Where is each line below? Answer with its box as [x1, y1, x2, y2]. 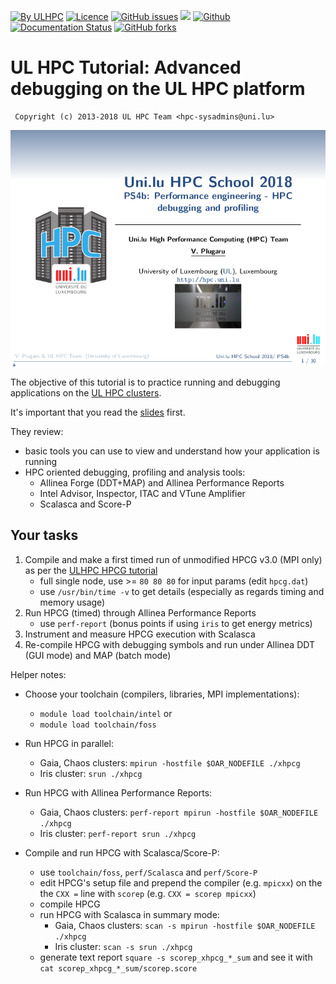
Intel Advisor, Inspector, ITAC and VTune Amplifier [39, 487, 246, 499]
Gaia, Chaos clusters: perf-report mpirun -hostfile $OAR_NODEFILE [39, 806, 319, 818]
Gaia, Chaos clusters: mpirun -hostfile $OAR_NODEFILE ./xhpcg [39, 756, 301, 769]
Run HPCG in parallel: [24, 737, 114, 749]
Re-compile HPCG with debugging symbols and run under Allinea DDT [24, 638, 315, 650]
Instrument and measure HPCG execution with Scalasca [24, 628, 256, 640]
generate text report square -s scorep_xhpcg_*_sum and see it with [39, 951, 313, 963]
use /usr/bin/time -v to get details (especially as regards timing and [39, 585, 325, 597]
